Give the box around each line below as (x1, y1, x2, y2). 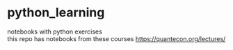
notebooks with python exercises (7, 27, 102, 36)
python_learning (7, 5, 105, 21)
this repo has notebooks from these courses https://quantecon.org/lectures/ (7, 34, 226, 42)
